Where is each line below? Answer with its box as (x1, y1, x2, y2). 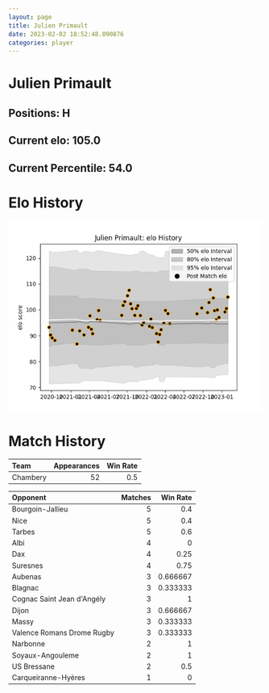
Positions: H (8, 106, 71, 120)
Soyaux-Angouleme (11, 650, 79, 660)
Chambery (11, 473, 47, 482)
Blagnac (11, 583, 39, 593)
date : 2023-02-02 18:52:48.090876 (8, 30, 125, 38)
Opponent (11, 493, 47, 503)
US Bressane (11, 662, 55, 671)
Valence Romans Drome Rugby (11, 628, 115, 637)
